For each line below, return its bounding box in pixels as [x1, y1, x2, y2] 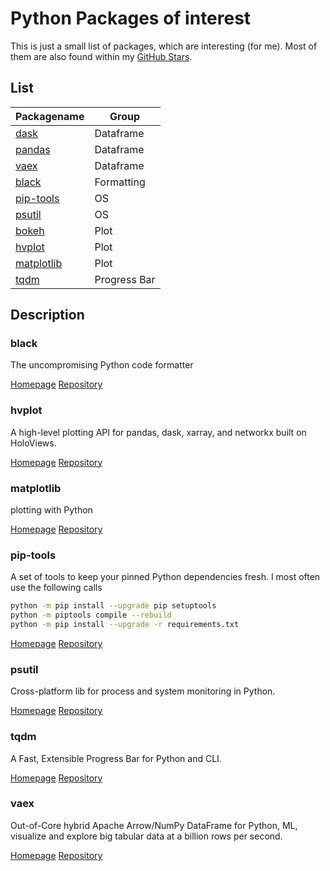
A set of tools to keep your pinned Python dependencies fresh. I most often [10, 571, 321, 583]
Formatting [94, 175, 146, 189]
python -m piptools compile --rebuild [10, 610, 172, 621]
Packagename [15, 109, 85, 123]
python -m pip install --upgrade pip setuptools [10, 601, 217, 611]
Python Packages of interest [10, 7, 252, 30]
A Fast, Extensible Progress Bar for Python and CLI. [10, 752, 222, 764]
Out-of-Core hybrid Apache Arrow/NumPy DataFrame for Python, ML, [10, 819, 298, 831]
